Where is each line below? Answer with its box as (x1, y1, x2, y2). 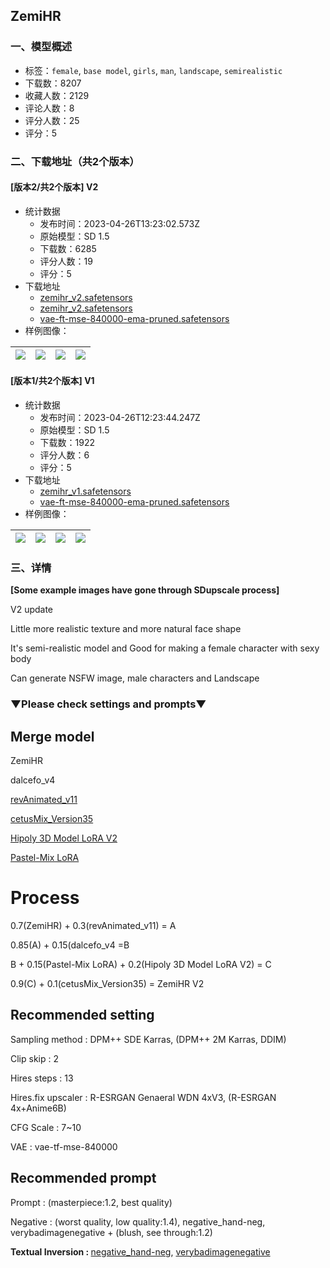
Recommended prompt (10, 1170, 157, 1187)
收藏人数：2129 (24, 89, 90, 101)
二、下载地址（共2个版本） (10, 154, 140, 168)
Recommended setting (10, 1007, 155, 1024)
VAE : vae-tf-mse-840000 (10, 1140, 118, 1153)
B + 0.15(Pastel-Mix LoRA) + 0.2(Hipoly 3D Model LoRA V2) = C (10, 958, 272, 970)
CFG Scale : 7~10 (10, 1121, 82, 1133)
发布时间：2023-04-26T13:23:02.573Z (39, 217, 200, 229)
